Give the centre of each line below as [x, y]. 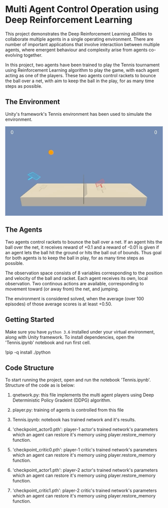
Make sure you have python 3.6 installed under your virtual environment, [80, 331]
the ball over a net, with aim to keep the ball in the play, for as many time [79, 81]
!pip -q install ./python [28, 352]
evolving [14, 55]
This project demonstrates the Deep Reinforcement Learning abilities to [79, 34]
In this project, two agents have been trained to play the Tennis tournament [82, 65]
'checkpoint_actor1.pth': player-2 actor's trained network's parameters [85, 470]
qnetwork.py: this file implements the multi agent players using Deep [83, 395]
